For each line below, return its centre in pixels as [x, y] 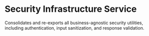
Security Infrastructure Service [71, 9]
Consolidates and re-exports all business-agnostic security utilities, [74, 23]
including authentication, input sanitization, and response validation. [74, 28]
